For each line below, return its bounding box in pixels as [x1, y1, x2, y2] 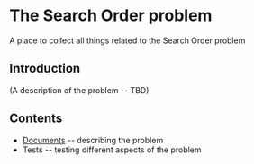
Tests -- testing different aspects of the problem [22, 144, 202, 155]
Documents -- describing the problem [22, 134, 164, 145]
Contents [9, 111, 63, 126]
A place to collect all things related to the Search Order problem [9, 35, 246, 46]
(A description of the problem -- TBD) [9, 84, 150, 95]
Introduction [9, 61, 81, 76]
